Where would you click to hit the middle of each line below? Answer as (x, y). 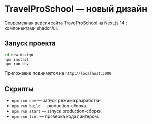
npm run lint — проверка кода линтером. (55, 116)
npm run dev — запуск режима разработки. (57, 101)
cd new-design (19, 55)
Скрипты (19, 89)
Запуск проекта (30, 44)
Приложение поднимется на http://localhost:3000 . (59, 73)
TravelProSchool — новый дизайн (76, 9)
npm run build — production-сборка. (50, 106)
